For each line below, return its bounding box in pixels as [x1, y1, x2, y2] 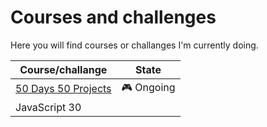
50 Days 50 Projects [15, 82, 112, 96]
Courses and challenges [10, 6, 217, 29]
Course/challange [19, 62, 108, 76]
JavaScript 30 [15, 100, 82, 114]
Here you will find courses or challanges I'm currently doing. [10, 39, 259, 51]
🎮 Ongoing [121, 80, 176, 94]
